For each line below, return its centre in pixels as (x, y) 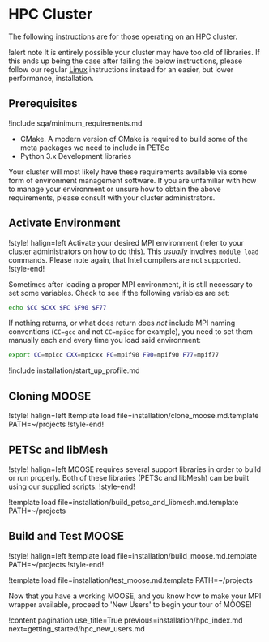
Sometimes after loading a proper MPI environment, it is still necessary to (130, 284)
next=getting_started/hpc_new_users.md (77, 628)
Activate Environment (64, 223)
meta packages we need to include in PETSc (95, 148)
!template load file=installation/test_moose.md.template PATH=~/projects (130, 580)
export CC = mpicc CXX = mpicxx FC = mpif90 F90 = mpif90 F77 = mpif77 (114, 355)
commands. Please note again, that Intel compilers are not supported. (125, 259)
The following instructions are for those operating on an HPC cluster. (123, 36)
